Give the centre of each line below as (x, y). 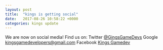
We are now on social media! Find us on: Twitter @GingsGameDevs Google (81, 37)
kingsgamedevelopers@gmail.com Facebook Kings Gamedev (68, 43)
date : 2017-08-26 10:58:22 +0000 (42, 19)
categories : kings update (32, 23)
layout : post (19, 10)
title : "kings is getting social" (42, 14)
